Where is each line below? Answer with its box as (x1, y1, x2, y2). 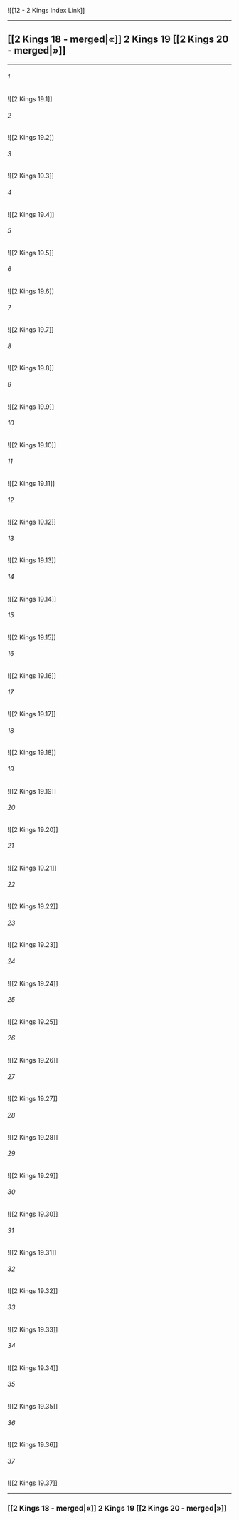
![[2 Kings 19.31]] (7, 1248, 57, 1257)
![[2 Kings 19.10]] (7, 440, 57, 449)
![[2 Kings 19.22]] (7, 902, 58, 911)
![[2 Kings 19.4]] (7, 210, 55, 218)
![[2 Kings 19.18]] (7, 749, 57, 757)
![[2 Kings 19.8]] (7, 364, 55, 373)
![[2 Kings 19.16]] (7, 672, 57, 680)
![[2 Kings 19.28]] (7, 1133, 58, 1141)
